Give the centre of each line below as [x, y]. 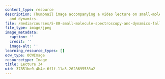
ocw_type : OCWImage [25, 55]
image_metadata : [22, 32]
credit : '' [21, 42]
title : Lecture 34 [24, 64]
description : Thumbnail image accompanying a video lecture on [71, 14]
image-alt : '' [24, 46]
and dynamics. [24, 19]
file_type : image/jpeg [28, 28]
